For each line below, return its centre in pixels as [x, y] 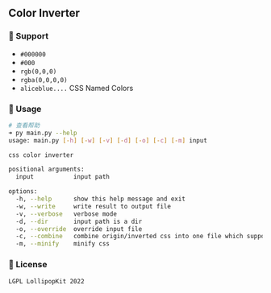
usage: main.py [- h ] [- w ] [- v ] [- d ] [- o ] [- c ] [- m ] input [108, 140]
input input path [63, 177]
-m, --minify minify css [63, 244]
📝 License [28, 265]
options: [23, 192]
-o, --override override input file [79, 229]
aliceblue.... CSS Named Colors [77, 88]
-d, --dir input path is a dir [79, 221]
